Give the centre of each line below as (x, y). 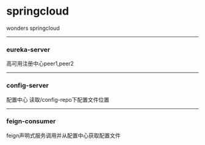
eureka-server (28, 49)
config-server (27, 85)
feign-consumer (31, 121)
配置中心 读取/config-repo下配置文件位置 (58, 99)
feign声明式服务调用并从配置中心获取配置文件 (63, 135)
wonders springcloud (33, 28)
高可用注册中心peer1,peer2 (40, 64)
